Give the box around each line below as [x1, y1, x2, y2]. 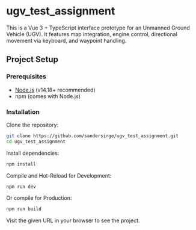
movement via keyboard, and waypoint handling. [6, 37, 127, 44]
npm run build [6, 206, 42, 212]
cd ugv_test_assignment [6, 138, 66, 145]
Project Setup [6, 54, 59, 64]
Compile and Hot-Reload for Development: [6, 172, 112, 179]
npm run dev [6, 184, 36, 190]
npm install [6, 161, 36, 167]
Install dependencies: [6, 149, 60, 157]
